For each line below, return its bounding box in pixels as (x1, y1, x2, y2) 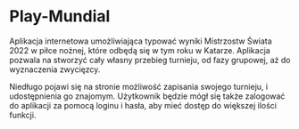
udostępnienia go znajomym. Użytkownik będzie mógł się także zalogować (9, 91, 286, 101)
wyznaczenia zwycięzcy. (9, 64, 101, 75)
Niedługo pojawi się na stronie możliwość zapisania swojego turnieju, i (9, 81, 269, 92)
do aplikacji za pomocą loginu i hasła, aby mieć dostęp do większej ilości (9, 100, 277, 110)
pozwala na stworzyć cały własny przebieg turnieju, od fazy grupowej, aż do (9, 54, 291, 65)
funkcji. (9, 109, 37, 120)
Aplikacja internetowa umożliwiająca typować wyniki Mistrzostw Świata (9, 36, 272, 46)
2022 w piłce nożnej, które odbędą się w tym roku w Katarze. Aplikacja (9, 44, 270, 55)
